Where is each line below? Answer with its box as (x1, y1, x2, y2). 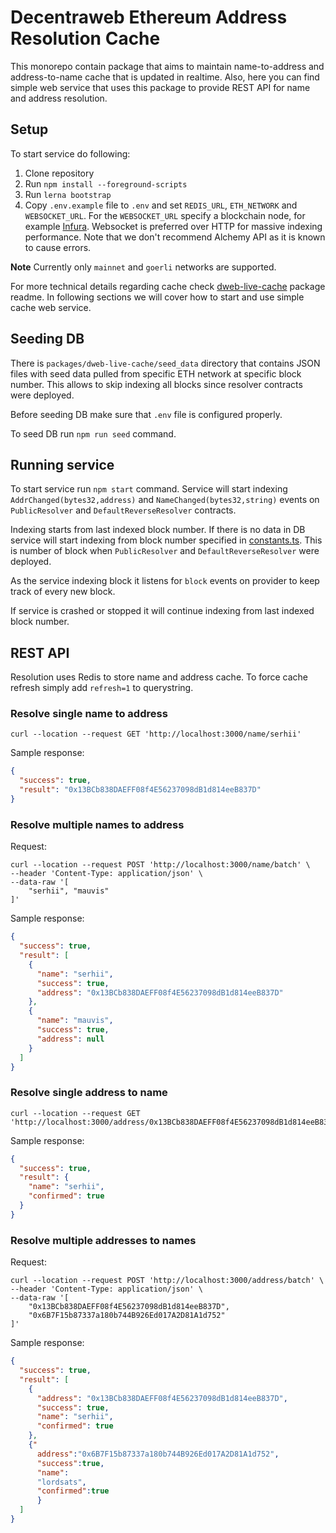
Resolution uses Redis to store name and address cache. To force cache (10, 671, 309, 683)
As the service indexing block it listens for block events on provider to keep (10, 575, 320, 587)
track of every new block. (10, 586, 116, 598)
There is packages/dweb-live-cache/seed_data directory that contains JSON (10, 357, 321, 369)
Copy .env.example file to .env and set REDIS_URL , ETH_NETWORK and (24, 199, 298, 211)
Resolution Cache (10, 27, 161, 50)
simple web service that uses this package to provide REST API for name (10, 81, 311, 93)
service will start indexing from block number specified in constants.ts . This (10, 534, 323, 546)
